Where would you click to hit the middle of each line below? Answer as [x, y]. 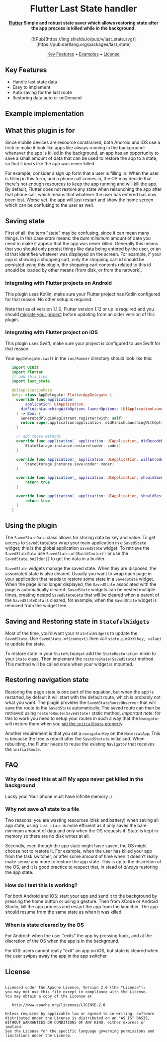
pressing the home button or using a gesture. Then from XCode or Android [82, 901]
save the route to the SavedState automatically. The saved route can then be [83, 707]
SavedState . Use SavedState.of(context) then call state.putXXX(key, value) [83, 639]
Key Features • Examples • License [83, 54]
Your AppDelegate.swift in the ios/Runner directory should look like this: [79, 358]
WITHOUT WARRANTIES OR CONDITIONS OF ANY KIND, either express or [75, 1023]
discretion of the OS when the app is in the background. [62, 941]
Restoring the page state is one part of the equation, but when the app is [80, 692]
